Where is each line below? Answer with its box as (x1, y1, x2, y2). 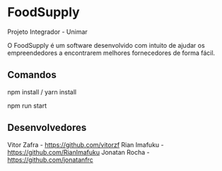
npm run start (7, 101, 47, 110)
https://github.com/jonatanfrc (7, 156, 93, 164)
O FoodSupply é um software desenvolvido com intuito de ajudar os (7, 41, 205, 49)
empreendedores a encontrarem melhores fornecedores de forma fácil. (7, 49, 216, 57)
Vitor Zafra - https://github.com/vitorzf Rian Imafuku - (7, 140, 164, 148)
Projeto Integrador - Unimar (7, 27, 88, 36)
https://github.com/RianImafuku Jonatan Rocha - (7, 148, 150, 156)
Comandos (7, 69, 57, 81)
